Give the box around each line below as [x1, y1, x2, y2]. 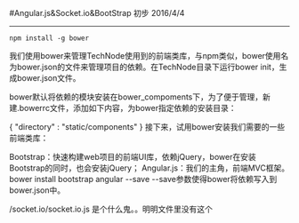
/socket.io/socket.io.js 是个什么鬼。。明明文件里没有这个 [9, 203, 214, 214]
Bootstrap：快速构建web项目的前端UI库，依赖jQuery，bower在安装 [9, 152, 256, 162]
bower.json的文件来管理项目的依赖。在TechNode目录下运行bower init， [16, 61, 279, 72]
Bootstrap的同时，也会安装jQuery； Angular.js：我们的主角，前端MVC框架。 [9, 163, 290, 173]
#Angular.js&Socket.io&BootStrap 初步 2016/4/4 [9, 8, 185, 18]
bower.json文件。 [16, 73, 81, 83]
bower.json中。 [9, 185, 65, 195]
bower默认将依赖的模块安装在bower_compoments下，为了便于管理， [9, 92, 263, 102]
